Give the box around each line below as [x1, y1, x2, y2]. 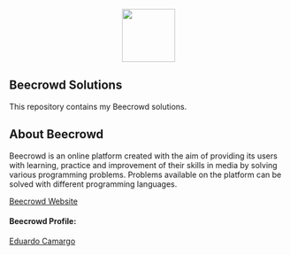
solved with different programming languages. [9, 178, 178, 189]
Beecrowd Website [9, 196, 78, 206]
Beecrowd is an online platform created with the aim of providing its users [9, 151, 279, 161]
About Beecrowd [9, 127, 104, 142]
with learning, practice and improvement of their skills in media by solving [9, 159, 278, 170]
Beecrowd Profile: [9, 216, 77, 227]
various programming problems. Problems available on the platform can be [9, 169, 282, 180]
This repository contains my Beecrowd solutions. [9, 101, 187, 112]
